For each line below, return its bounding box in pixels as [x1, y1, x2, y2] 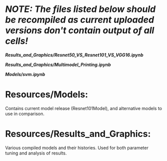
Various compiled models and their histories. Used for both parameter [5, 144, 149, 150]
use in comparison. [5, 110, 45, 116]
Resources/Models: [5, 89, 88, 100]
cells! [5, 35, 28, 47]
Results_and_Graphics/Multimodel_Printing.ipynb [5, 61, 111, 67]
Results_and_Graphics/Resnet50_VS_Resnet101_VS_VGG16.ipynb [5, 51, 144, 58]
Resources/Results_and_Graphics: [5, 128, 151, 139]
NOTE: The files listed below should [5, 3, 156, 15]
